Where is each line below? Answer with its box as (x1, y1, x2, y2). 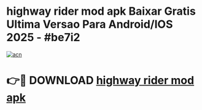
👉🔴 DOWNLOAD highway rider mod (6, 74, 195, 87)
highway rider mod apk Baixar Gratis (6, 4, 196, 18)
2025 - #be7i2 (6, 31, 80, 44)
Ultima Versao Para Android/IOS (6, 17, 173, 31)
